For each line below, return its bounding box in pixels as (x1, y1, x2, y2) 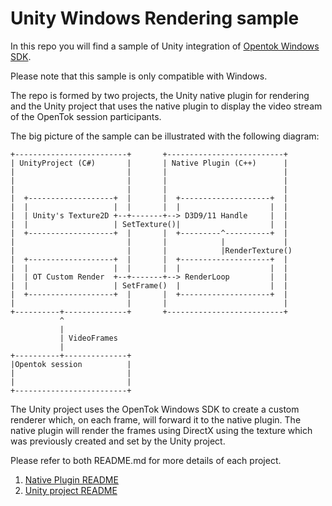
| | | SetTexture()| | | (10, 219, 288, 229)
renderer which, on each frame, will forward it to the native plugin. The (10, 413, 302, 426)
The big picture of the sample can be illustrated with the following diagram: (10, 130, 320, 142)
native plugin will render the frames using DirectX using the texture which (10, 424, 313, 436)
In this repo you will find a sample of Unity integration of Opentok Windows (10, 40, 320, 52)
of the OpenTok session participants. (10, 110, 162, 122)
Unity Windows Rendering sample (10, 7, 300, 30)
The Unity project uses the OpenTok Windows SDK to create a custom (10, 403, 300, 415)
